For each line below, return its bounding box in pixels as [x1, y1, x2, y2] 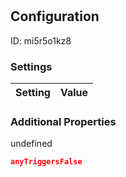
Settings [10, 59, 53, 73]
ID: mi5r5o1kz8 [10, 34, 72, 47]
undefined [10, 138, 53, 150]
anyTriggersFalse [10, 157, 83, 167]
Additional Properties [10, 114, 117, 128]
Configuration [10, 8, 100, 25]
